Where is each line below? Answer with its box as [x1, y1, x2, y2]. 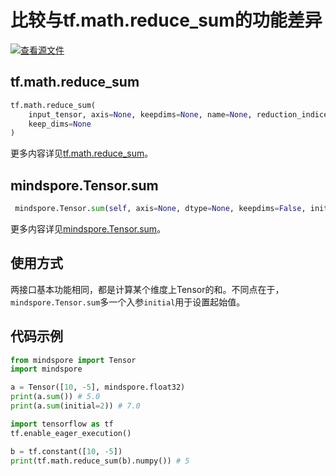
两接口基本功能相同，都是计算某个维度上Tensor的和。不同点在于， [10, 283, 285, 295]
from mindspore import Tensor [10, 355, 137, 365]
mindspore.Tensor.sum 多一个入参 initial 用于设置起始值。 [10, 296, 246, 308]
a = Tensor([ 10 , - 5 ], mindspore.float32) [10, 382, 186, 393]
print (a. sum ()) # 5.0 [10, 392, 101, 402]
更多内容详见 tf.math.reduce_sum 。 [10, 147, 154, 160]
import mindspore [10, 364, 83, 375]
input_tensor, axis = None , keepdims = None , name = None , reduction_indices [28, 109, 333, 120]
